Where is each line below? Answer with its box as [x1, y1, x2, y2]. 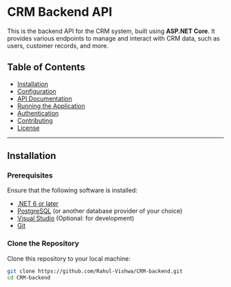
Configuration [16, 87, 56, 95]
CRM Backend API [7, 4, 112, 20]
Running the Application [16, 101, 85, 110]
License [16, 123, 40, 131]
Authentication [16, 109, 59, 117]
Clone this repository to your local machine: [7, 254, 131, 262]
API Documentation [16, 94, 72, 103]
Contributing [16, 116, 53, 125]
